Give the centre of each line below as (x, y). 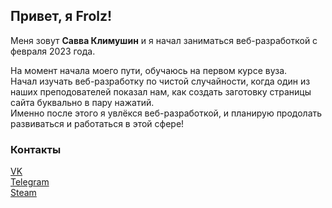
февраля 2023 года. (53, 51)
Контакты (36, 149)
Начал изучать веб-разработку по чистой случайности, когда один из (160, 81)
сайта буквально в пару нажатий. (82, 102)
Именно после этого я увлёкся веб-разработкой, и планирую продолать (166, 113)
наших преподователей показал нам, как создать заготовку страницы (161, 91)
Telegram (30, 182)
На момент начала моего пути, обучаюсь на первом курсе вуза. (149, 70)
